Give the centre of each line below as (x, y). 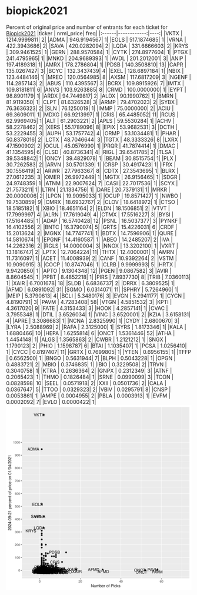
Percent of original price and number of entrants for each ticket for (87, 27)
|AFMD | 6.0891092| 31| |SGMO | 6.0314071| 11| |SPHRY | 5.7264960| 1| (92, 289)
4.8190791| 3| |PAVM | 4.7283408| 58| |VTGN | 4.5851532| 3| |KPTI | (89, 302)
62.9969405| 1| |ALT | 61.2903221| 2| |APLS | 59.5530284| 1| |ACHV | (91, 121)
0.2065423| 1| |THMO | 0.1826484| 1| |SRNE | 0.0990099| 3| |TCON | (90, 377)
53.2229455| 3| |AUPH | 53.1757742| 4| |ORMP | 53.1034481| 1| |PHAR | (93, 133)
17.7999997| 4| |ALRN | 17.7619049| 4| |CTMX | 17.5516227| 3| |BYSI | (90, 214)
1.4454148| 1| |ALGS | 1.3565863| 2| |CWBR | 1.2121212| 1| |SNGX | (86, 339)
